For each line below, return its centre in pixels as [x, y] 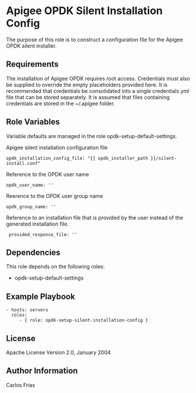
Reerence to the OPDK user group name [55, 196]
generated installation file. [38, 224]
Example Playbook [40, 296]
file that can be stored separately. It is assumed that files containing [88, 97]
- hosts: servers [27, 310]
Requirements [32, 64]
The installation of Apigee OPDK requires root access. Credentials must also [98, 78]
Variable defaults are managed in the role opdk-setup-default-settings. [92, 136]
